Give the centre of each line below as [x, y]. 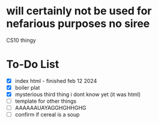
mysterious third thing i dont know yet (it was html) [78, 94]
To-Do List [33, 64]
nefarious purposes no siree [78, 24]
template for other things [46, 101]
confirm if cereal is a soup [47, 115]
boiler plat [27, 87]
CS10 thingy [21, 40]
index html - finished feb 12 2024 [56, 81]
